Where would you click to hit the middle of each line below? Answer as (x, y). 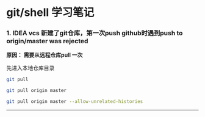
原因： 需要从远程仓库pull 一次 (45, 55)
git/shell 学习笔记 (50, 12)
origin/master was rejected (47, 41)
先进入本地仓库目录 (31, 68)
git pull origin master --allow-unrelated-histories (75, 102)
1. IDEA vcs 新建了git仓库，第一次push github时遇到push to (95, 33)
